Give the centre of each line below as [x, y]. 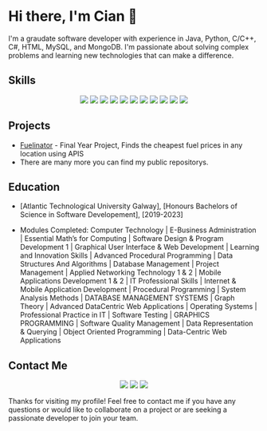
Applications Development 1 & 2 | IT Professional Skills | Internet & [128, 281]
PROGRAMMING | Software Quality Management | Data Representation [136, 323]
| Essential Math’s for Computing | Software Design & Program [122, 239]
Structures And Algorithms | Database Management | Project [119, 264]
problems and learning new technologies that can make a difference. [121, 55]
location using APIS [52, 153]
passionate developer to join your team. [73, 418]
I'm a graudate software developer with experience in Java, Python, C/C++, [132, 38]
